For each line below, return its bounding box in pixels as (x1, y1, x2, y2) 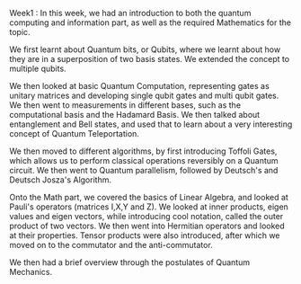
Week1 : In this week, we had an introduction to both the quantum (9, 8, 252, 18)
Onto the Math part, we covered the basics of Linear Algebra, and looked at (9, 192, 289, 202)
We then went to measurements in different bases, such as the (9, 100, 241, 111)
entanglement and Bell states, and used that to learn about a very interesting (9, 119, 293, 129)
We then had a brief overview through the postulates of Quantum (9, 257, 250, 268)
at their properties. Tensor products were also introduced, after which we (9, 230, 280, 241)
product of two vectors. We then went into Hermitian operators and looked (9, 220, 285, 231)
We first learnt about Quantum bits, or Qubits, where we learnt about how (9, 44, 281, 55)
